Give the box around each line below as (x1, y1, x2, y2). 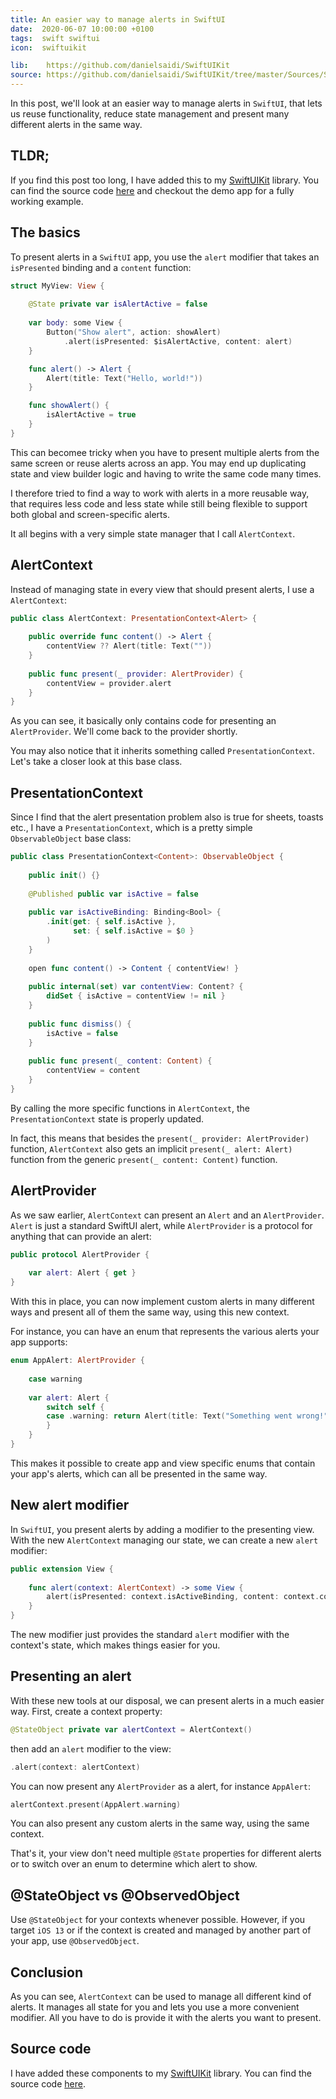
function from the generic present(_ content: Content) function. (10, 1153, 278, 1165)
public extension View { (10, 1564, 114, 1574)
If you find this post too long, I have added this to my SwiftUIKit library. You (10, 174, 320, 186)
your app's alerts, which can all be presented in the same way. (10, 1467, 268, 1480)
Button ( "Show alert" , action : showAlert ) (46, 327, 222, 337)
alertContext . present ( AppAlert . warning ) (10, 1799, 182, 1810)
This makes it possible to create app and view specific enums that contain (10, 1457, 316, 1469)
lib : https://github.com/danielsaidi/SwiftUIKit (10, 61, 230, 71)
